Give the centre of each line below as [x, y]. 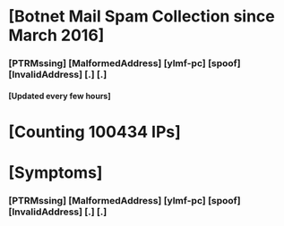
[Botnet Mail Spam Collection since [142, 17]
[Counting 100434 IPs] [95, 132]
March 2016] [56, 35]
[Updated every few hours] [60, 96]
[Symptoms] [56, 173]
